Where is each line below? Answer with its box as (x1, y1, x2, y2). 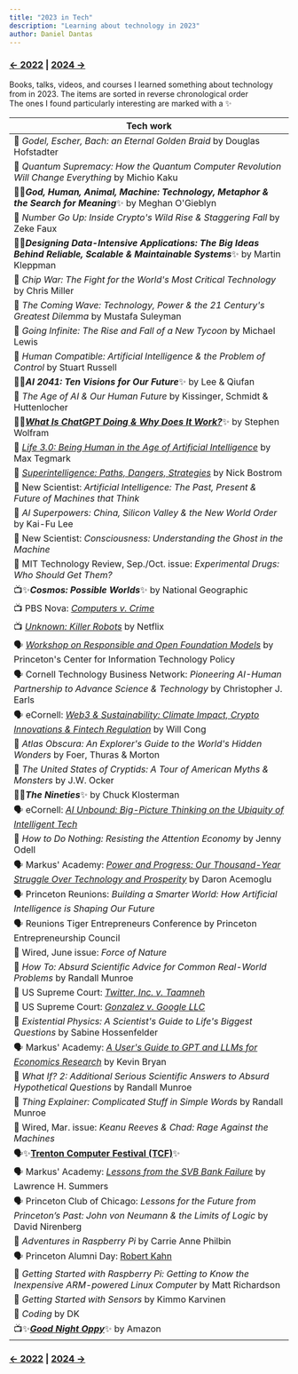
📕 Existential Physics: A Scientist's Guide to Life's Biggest (13, 1014, 253, 1027)
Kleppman (13, 258, 56, 271)
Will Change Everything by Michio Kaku (13, 171, 179, 183)
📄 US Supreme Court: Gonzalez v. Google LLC (13, 1000, 206, 1013)
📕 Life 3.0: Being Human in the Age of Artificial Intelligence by (13, 441, 271, 453)
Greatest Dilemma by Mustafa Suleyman (13, 310, 182, 322)
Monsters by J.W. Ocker (13, 774, 114, 786)
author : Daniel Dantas (9, 29, 93, 38)
